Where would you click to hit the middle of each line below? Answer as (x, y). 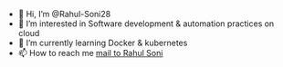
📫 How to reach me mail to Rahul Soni (90, 53)
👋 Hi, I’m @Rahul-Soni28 (64, 14)
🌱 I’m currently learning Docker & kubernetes (103, 43)
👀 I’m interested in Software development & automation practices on (146, 24)
